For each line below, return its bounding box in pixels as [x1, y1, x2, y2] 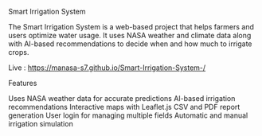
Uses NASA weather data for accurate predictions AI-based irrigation [8, 94, 236, 103]
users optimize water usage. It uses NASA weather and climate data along [8, 31, 252, 40]
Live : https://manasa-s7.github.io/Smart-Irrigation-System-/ [8, 63, 206, 72]
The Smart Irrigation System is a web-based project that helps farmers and [8, 22, 255, 31]
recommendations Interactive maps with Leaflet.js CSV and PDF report [8, 103, 240, 111]
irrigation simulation [8, 119, 73, 128]
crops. [8, 48, 29, 56]
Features [8, 79, 37, 87]
